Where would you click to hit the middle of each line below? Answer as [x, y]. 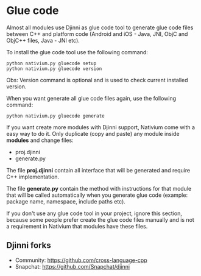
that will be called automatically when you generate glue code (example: [97, 195]
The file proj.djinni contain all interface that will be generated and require [98, 170]
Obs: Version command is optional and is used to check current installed [97, 80]
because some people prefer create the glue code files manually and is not [100, 219]
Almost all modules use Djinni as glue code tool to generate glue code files [100, 27]
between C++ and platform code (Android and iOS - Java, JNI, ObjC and [97, 34]
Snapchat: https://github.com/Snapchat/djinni [72, 266]
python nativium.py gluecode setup [51, 63]
